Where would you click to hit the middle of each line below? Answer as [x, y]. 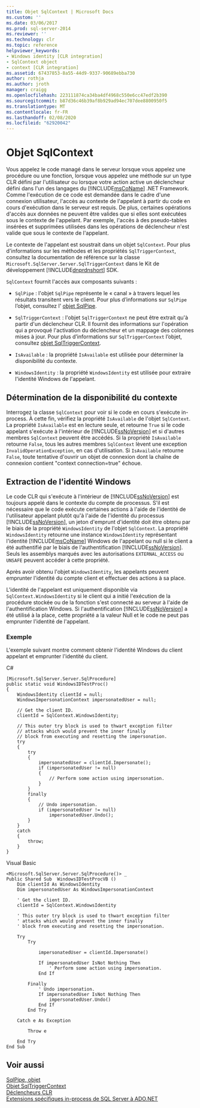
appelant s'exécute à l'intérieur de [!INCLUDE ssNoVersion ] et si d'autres [95, 431]
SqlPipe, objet [23, 1079]
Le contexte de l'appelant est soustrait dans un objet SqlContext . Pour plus [98, 245]
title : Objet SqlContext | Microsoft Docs [60, 12]
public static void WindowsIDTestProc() [57, 684]
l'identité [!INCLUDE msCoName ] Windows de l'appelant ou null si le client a [99, 541]
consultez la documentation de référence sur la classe [73, 258]
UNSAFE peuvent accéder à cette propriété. [58, 560]
